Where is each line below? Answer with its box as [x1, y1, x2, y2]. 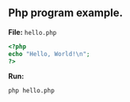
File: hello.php [8, 27, 57, 36]
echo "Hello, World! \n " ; [8, 50, 90, 58]
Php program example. [8, 6, 123, 20]
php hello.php [8, 87, 55, 95]
